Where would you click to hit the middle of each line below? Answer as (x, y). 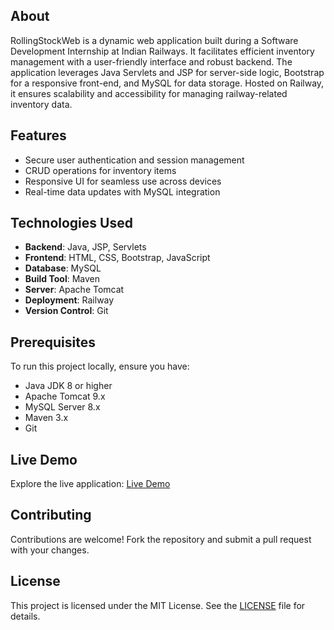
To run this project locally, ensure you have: (100, 366)
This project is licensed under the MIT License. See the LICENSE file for (158, 605)
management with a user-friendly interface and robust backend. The (151, 61)
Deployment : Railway (69, 300)
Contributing (51, 515)
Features (38, 135)
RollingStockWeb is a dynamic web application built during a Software (154, 40)
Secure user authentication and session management (134, 160)
